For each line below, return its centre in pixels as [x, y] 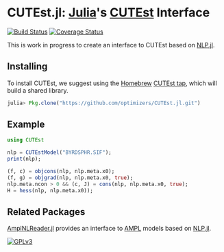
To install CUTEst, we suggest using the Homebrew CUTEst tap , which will [112, 83]
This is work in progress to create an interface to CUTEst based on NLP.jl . [111, 45]
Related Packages [46, 212]
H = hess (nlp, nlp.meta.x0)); [50, 190]
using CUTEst [26, 140]
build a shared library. [38, 90]
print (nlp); [24, 159]
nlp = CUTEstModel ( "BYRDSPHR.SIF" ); [59, 152]
